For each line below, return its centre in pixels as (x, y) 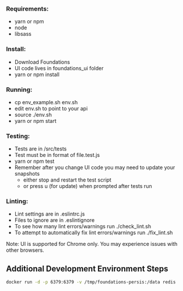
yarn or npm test (34, 161)
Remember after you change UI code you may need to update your (95, 167)
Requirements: (27, 9)
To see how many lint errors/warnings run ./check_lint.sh (83, 227)
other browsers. (25, 250)
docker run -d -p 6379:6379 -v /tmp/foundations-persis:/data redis (91, 282)
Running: (19, 90)
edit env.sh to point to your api (51, 108)
